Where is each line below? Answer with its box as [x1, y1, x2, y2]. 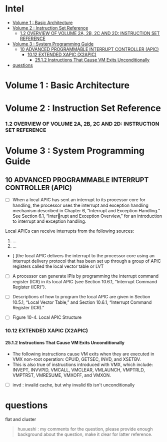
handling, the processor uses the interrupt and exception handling [12, 202, 149, 208]
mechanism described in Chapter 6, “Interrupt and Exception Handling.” [12, 208, 160, 214]
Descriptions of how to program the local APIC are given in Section [12, 294, 150, 300]
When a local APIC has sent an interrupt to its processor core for [12, 197, 146, 203]
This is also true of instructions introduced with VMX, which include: [12, 361, 153, 367]
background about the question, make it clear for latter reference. [17, 431, 152, 437]
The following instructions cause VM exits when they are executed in [12, 351, 154, 357]
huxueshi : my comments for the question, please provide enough [17, 426, 153, 432]
